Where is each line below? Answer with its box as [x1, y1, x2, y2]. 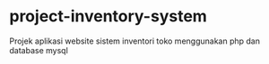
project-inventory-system [9, 6, 208, 27]
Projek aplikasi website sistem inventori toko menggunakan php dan [9, 36, 260, 46]
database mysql [9, 44, 69, 55]
